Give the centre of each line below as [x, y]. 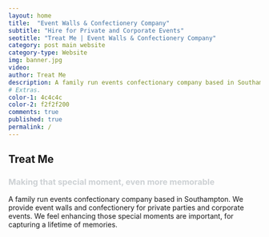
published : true [35, 120]
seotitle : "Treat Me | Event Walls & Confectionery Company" [112, 38]
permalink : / [30, 127]
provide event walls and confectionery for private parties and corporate [126, 207]
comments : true [34, 113]
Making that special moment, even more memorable [112, 182]
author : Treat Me [37, 75]
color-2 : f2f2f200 [39, 105]
